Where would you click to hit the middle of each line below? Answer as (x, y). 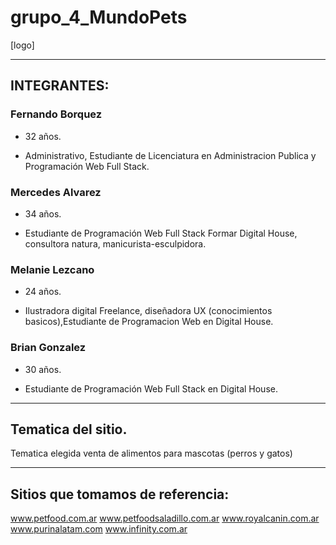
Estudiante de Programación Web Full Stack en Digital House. (151, 388)
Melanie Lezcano (52, 269)
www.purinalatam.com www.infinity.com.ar (99, 529)
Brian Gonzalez (48, 348)
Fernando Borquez (56, 114)
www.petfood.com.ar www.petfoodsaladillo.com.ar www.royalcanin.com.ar (165, 518)
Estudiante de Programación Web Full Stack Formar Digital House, (161, 233)
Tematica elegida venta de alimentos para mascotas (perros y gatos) (151, 453)
